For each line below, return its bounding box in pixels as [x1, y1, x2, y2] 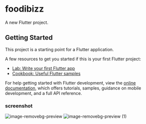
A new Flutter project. [5, 19, 49, 25]
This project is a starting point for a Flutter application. [5, 46, 114, 52]
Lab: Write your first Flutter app [12, 65, 75, 71]
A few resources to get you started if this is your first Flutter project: [5, 56, 141, 62]
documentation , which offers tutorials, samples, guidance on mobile [5, 85, 141, 91]
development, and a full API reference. [5, 90, 82, 96]
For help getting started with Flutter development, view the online [5, 80, 136, 86]
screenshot [5, 102, 33, 109]
